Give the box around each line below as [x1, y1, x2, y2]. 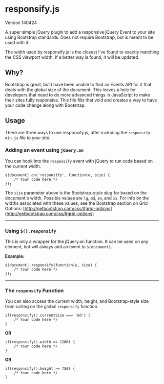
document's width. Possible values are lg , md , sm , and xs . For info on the [5, 195, 149, 201]
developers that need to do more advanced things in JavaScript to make [5, 92, 150, 97]
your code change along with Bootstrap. [5, 102, 86, 108]
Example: [5, 253, 25, 259]
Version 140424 [5, 20, 37, 25]
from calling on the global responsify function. [5, 304, 99, 310]
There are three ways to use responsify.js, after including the [5, 129, 127, 135]
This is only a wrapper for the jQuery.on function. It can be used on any [5, 239, 149, 244]
